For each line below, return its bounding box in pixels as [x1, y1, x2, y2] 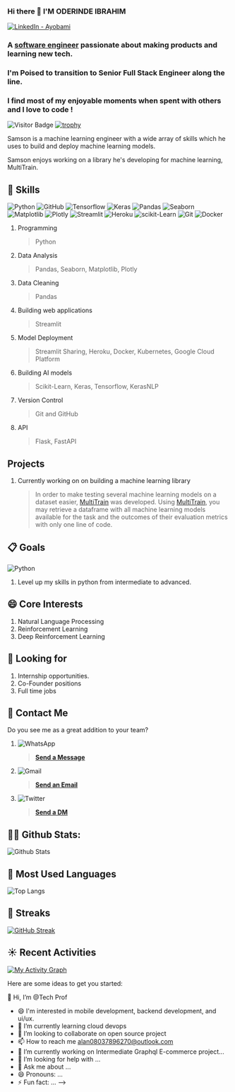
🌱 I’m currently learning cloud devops [17, 1021, 127, 1030]
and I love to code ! [7, 105, 73, 115]
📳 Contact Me [7, 707, 68, 719]
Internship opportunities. [17, 671, 90, 680]
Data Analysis [17, 251, 58, 260]
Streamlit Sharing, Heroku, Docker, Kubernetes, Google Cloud [35, 347, 215, 356]
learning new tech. [7, 49, 73, 59]
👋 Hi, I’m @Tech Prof [7, 993, 68, 1001]
